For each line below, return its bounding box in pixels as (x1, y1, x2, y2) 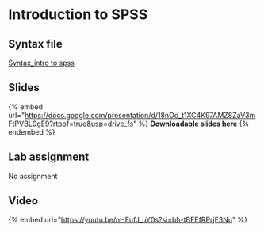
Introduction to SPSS (8, 6, 148, 24)
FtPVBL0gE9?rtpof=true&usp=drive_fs (8, 119, 134, 128)
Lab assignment (8, 150, 90, 164)
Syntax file (8, 37, 63, 51)
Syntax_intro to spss (8, 58, 75, 67)
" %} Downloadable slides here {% (133, 119, 250, 128)
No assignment (8, 171, 58, 181)
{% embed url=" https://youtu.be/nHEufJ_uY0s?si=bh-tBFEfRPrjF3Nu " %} (8, 215, 248, 225)
